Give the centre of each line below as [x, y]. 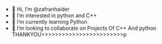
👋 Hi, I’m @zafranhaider [41, 9]
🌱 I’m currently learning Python [49, 22]
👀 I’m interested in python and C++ [54, 15]
